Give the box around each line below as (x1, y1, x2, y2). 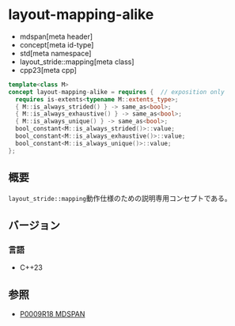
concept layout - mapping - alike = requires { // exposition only (8, 88, 225, 96)
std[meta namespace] (19, 48, 92, 58)
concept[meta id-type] (19, 40, 94, 49)
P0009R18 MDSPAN (19, 309, 85, 318)
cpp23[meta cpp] (19, 65, 78, 74)
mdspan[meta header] (19, 32, 93, 41)
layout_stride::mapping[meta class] (19, 57, 135, 66)
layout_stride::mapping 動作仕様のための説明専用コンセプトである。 (8, 193, 232, 203)
